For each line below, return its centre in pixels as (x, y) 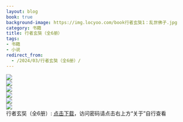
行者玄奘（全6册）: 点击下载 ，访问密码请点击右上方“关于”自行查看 (86, 113)
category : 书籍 (24, 28)
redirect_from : (25, 55)
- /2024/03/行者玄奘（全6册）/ (46, 60)
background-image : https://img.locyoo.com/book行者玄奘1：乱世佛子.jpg (92, 22)
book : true (19, 17)
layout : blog (22, 11)
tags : (13, 39)
